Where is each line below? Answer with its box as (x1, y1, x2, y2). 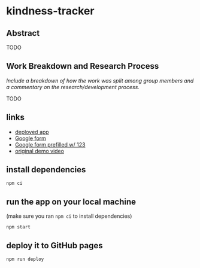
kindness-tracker (6, 4, 95, 18)
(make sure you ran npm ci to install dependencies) (6, 212, 132, 220)
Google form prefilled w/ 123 (14, 141, 86, 148)
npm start (6, 224, 31, 230)
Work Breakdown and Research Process (6, 61, 159, 71)
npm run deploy (6, 256, 44, 263)
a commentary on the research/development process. (6, 83, 140, 90)
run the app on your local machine (6, 196, 137, 207)
